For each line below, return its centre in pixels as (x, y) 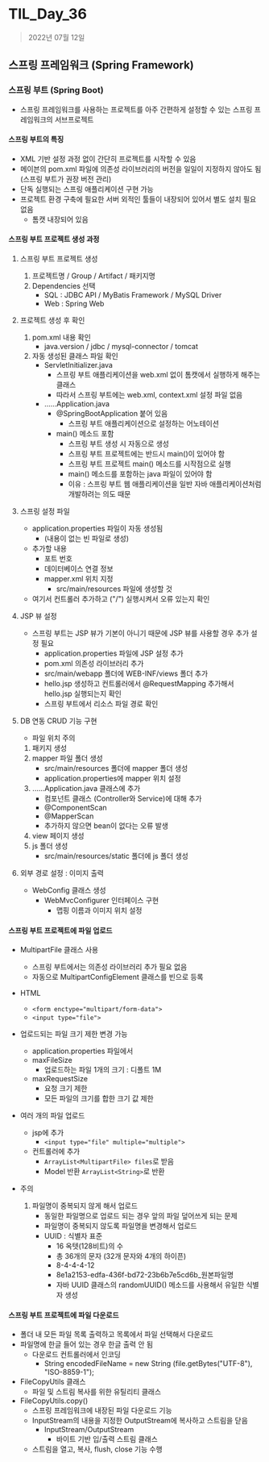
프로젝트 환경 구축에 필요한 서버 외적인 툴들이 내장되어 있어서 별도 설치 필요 (138, 199)
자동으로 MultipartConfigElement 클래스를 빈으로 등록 (118, 977)
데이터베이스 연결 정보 (79, 569)
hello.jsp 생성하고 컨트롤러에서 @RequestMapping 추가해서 (139, 684)
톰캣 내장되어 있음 (60, 219)
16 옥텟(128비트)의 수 (89, 1246)
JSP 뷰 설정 (39, 616)
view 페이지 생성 (58, 836)
